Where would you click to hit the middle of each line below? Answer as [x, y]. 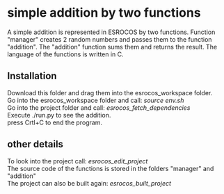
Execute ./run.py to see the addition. [59, 115]
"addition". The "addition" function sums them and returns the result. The [112, 47]
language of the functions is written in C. [65, 54]
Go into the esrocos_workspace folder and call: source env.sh [96, 100]
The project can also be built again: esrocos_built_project [89, 183]
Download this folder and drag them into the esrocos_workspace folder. [110, 92]
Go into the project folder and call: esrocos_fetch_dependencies [99, 107]
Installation [32, 76]
